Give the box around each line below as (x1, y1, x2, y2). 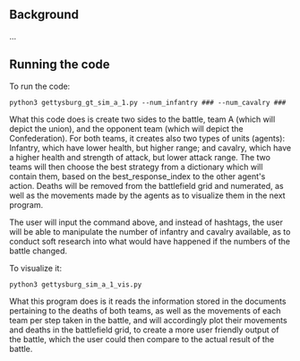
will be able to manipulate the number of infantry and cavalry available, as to (9, 226, 291, 236)
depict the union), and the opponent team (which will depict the (9, 123, 244, 133)
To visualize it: (9, 262, 63, 273)
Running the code (9, 57, 110, 73)
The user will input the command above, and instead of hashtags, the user (9, 217, 284, 228)
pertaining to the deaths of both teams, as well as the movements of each (9, 305, 281, 316)
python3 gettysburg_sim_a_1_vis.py (9, 279, 142, 289)
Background (9, 7, 79, 22)
